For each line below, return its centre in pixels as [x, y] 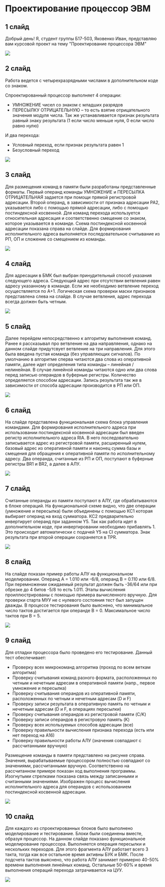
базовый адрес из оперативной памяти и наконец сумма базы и [73, 448]
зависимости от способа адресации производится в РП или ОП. [73, 385]
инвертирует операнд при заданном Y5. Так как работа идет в [71, 521]
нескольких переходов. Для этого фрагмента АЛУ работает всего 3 [77, 849]
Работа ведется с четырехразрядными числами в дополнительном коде [82, 80]
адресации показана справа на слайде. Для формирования [68, 228]
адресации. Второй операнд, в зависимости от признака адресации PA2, [82, 202]
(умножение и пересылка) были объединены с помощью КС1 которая [79, 511]
